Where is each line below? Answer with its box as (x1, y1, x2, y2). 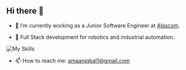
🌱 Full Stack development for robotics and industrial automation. (14, 34, 175, 41)
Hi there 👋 (6, 6, 44, 16)
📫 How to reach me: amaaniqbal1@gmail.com (14, 57, 130, 64)
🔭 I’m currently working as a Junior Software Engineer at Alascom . (14, 22, 180, 29)
